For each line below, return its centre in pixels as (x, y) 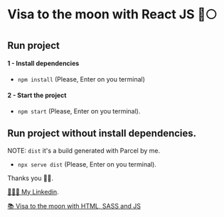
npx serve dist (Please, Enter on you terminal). (87, 164)
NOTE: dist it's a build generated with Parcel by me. (84, 150)
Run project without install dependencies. (102, 134)
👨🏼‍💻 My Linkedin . (33, 191)
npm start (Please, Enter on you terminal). (79, 111)
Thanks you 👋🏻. (31, 178)
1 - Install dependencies (43, 63)
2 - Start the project (37, 95)
